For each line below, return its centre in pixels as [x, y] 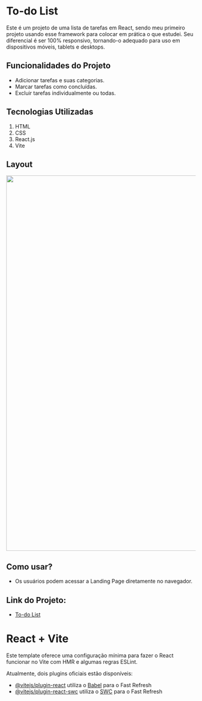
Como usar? [29, 567]
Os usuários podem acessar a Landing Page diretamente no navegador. [104, 581]
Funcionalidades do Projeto [59, 66]
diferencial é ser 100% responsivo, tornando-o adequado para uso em [93, 40]
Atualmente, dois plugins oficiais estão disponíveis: [70, 673]
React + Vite [38, 639]
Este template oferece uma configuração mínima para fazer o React [90, 655]
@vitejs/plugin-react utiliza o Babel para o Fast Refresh [83, 685]
